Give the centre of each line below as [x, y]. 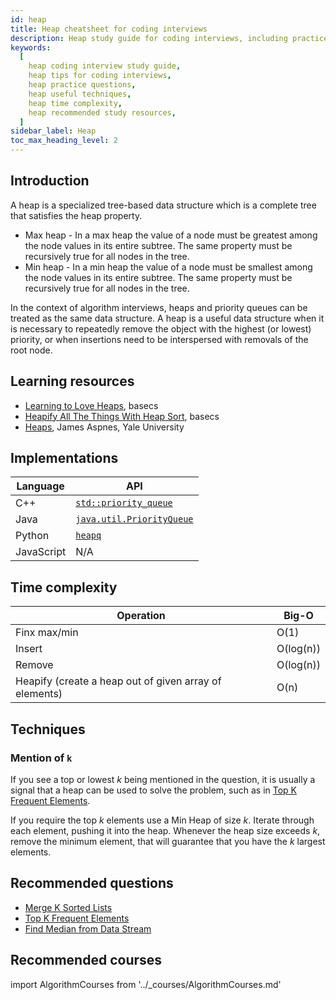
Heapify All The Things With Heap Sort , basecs [122, 416]
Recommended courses [86, 960]
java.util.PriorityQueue [134, 519]
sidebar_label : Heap [53, 131]
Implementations [64, 458]
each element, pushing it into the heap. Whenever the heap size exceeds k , [165, 830]
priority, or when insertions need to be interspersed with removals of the [159, 339]
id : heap [28, 19]
